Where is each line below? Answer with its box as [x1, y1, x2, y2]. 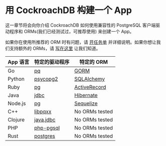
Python [8, 75, 25, 82]
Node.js [8, 100, 26, 107]
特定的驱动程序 [34, 58, 70, 65]
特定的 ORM [79, 58, 108, 65]
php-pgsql [34, 124, 60, 131]
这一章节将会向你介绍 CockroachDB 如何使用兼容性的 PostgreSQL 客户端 [5, 22, 156, 28]
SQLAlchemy [74, 75, 105, 82]
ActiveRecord [74, 83, 106, 90]
